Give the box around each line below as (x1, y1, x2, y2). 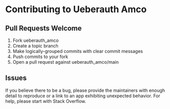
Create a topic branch (12, 43, 59, 49)
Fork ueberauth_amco (12, 37, 59, 43)
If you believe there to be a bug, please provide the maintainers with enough (5, 87, 165, 93)
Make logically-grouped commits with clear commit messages (12, 48, 144, 54)
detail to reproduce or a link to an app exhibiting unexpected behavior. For (5, 93, 160, 99)
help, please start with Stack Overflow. (5, 98, 87, 104)
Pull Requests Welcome (5, 24, 82, 33)
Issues (5, 74, 27, 83)
